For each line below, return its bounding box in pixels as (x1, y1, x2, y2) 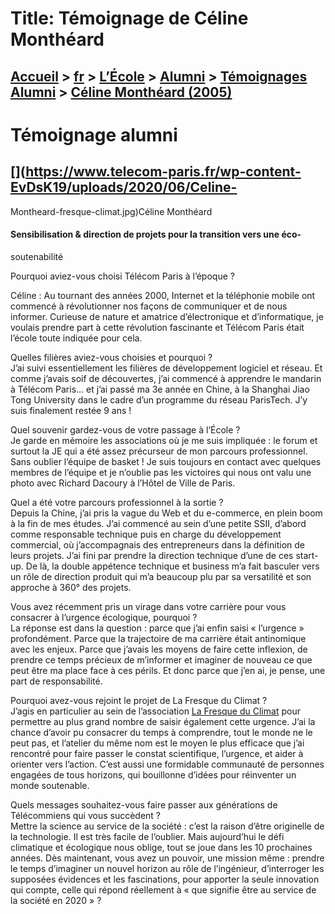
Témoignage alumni (10, 123, 178, 146)
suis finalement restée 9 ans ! (10, 404, 132, 416)
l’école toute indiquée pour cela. (10, 332, 143, 344)
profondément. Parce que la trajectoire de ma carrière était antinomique (10, 632, 307, 644)
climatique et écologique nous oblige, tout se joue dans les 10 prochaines (10, 841, 313, 853)
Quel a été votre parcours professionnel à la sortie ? (10, 496, 224, 508)
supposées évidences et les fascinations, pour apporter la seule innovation (10, 873, 320, 885)
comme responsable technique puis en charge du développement (10, 528, 282, 540)
